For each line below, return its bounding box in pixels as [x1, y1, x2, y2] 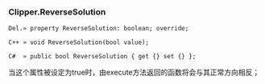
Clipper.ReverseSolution [8, 6, 106, 18]
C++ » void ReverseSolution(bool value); [8, 38, 150, 46]
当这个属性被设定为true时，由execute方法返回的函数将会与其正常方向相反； [8, 67, 260, 78]
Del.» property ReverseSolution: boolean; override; [8, 25, 189, 33]
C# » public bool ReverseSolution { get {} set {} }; [8, 53, 197, 61]
